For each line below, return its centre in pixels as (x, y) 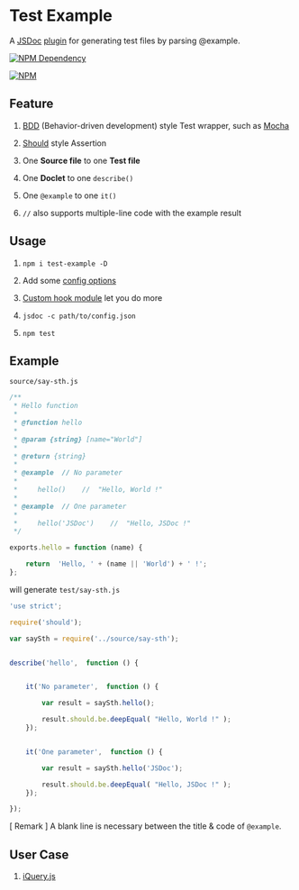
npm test (39, 333)
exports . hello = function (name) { (76, 548)
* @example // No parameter (68, 473)
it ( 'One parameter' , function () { (95, 752)
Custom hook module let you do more (92, 297)
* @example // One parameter (70, 506)
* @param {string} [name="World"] (78, 439)
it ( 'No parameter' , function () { (92, 687)
